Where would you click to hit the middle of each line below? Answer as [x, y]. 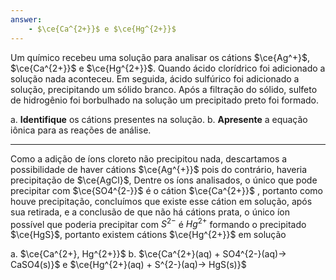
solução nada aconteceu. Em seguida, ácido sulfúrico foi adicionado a [155, 78]
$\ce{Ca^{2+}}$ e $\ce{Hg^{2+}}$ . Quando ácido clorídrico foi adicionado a [168, 68]
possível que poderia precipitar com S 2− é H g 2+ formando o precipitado [158, 223]
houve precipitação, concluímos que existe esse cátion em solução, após [161, 201]
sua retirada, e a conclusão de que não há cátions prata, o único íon [150, 212]
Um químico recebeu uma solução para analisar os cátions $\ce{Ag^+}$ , [160, 57]
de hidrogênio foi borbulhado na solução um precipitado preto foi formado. [165, 100]
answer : [26, 19]
